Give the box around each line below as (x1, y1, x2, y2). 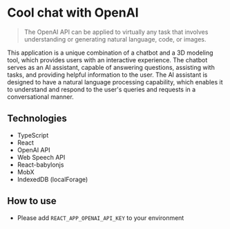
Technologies (7, 113, 68, 125)
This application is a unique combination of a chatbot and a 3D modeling (7, 48, 213, 57)
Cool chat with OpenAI (7, 5, 140, 21)
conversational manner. (7, 92, 74, 101)
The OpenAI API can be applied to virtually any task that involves (23, 28, 209, 36)
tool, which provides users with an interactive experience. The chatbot (7, 55, 208, 64)
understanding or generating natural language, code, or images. (23, 35, 207, 43)
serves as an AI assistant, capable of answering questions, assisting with (7, 63, 215, 71)
